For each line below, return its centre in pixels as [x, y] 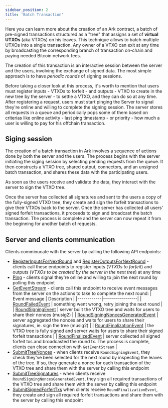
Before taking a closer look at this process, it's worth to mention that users [82, 85]
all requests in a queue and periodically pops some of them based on [76, 112]
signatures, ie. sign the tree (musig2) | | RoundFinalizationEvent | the [83, 326]
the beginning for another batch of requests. [51, 224]
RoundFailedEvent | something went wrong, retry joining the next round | [88, 304]
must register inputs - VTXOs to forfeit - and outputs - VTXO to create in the [84, 91]
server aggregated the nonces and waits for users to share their [78, 320]
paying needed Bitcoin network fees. [43, 55]
